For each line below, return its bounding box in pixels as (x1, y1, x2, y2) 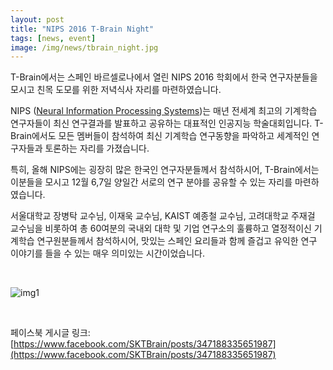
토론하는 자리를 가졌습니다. (44, 142, 150, 155)
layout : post (10, 14, 65, 25)
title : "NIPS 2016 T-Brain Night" (10, 24, 155, 34)
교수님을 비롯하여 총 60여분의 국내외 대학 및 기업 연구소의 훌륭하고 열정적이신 (10, 222, 312, 235)
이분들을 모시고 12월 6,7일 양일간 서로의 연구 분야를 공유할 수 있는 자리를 (10, 176, 293, 188)
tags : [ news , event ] (10, 33, 97, 43)
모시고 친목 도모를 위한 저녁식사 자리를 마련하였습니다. (10, 84, 222, 96)
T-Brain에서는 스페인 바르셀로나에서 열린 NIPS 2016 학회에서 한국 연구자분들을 (10, 71, 318, 83)
